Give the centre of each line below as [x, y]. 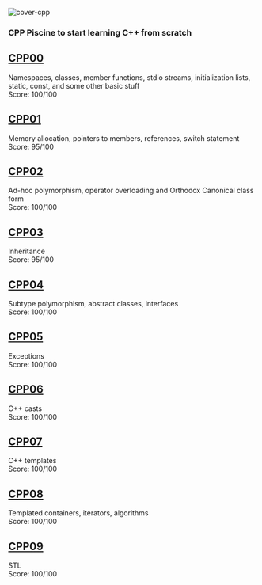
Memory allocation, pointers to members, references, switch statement [124, 138]
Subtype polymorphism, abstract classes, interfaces [93, 303]
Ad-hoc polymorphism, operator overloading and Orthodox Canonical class [131, 191]
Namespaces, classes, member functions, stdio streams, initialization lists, [129, 77]
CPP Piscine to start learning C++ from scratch [100, 32]
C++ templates [32, 461]
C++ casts [25, 408]
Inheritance [27, 251]
